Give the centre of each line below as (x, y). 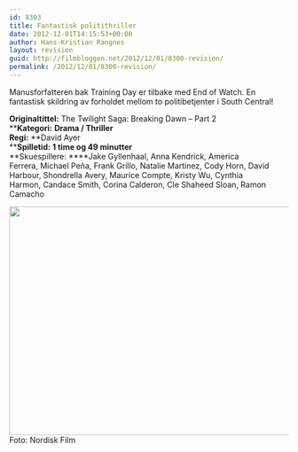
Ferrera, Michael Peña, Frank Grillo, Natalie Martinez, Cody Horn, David (139, 166)
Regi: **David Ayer (45, 137)
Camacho (27, 194)
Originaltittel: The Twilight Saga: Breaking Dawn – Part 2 (113, 118)
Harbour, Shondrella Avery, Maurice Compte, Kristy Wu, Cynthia (126, 175)
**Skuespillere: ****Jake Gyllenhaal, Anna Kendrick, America (124, 156)
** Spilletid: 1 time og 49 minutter (71, 146)
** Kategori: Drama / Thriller (61, 128)
